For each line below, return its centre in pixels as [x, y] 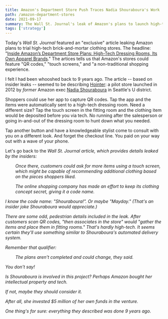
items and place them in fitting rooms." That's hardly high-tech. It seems [80, 227]
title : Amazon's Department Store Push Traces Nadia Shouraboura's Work [82, 10]
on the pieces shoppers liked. [45, 177]
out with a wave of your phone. [37, 141]
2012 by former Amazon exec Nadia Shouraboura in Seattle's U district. [79, 90]
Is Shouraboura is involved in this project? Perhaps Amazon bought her [79, 277]
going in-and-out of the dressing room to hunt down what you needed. [78, 121]
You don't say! [20, 267]
